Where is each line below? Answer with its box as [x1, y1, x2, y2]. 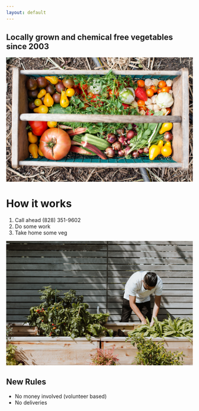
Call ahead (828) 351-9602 [14, 217, 81, 224]
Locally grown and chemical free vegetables [6, 33, 174, 43]
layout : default [6, 9, 46, 15]
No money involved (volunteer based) [14, 393, 107, 400]
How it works [6, 197, 72, 210]
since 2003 [6, 41, 49, 52]
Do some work [14, 223, 51, 230]
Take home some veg [14, 229, 68, 236]
